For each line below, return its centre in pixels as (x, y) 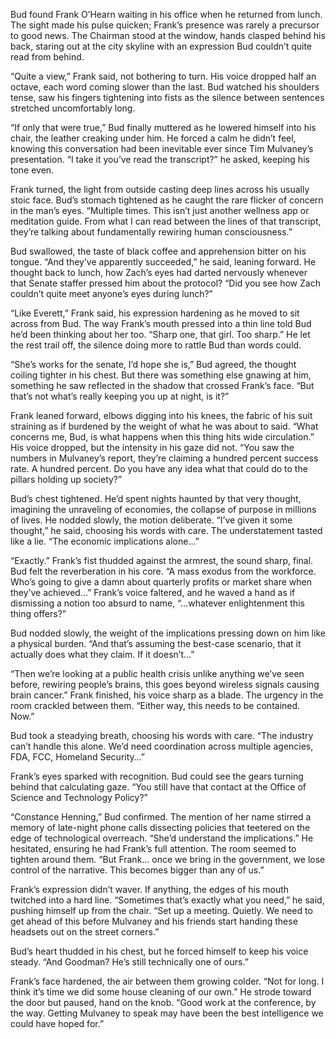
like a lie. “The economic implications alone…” (105, 541)
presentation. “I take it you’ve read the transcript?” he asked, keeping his (160, 159)
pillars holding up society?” (66, 479)
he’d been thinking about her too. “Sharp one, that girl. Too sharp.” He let (160, 334)
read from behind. (47, 57)
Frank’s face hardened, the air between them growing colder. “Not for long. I (167, 981)
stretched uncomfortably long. (73, 108)
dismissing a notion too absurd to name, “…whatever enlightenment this (157, 603)
